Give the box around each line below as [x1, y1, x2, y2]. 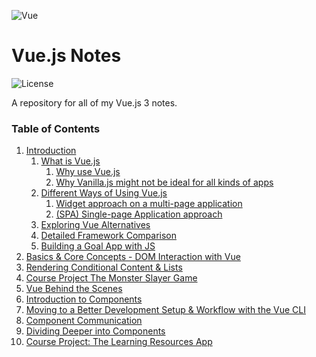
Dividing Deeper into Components [25, 325, 166, 337]
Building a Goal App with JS [40, 240, 156, 252]
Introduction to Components [25, 293, 143, 305]
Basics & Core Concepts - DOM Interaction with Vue [25, 251, 241, 263]
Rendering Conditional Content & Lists [25, 261, 183, 274]
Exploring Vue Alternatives [40, 219, 151, 231]
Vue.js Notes [11, 45, 122, 67]
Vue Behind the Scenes [25, 283, 123, 295]
